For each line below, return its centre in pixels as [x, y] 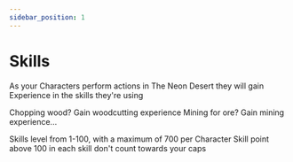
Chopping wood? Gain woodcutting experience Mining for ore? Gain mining [147, 112]
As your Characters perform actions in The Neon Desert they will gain [137, 86]
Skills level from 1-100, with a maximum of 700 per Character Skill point [139, 139]
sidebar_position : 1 [48, 17]
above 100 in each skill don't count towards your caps [108, 148]
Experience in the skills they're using [76, 95]
